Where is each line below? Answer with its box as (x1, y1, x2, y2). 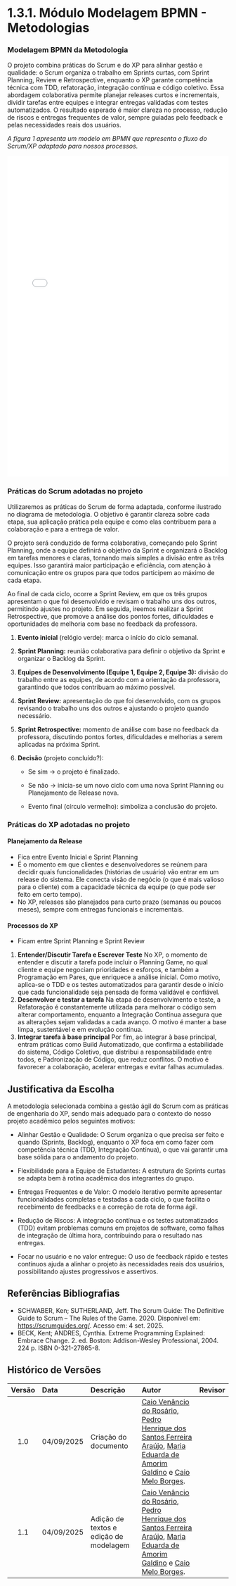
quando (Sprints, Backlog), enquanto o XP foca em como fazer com (17, 1138, 214, 1146)
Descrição (90, 1385, 126, 1395)
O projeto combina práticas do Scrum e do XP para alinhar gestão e (7, 61, 203, 70)
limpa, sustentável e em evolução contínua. (17, 1026, 143, 1034)
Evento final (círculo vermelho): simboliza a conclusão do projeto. (27, 802, 218, 810)
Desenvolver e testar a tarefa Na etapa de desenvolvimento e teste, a (17, 995, 221, 1004)
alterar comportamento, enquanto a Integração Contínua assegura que (17, 1010, 223, 1019)
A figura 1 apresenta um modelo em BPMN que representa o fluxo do (7, 134, 207, 143)
